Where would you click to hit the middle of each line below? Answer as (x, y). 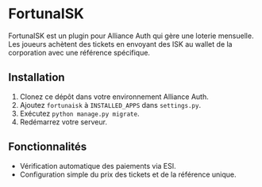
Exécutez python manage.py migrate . (79, 113)
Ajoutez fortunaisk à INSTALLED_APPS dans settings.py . (110, 105)
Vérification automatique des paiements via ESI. (98, 166)
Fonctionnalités (48, 147)
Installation (37, 77)
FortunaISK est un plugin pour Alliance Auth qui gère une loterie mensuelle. (131, 36)
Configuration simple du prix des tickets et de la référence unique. (128, 174)
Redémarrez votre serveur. (63, 122)
